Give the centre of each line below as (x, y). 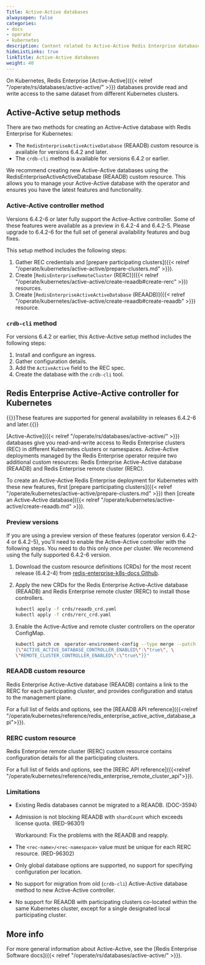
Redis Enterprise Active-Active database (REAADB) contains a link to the (97, 684)
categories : (21, 23)
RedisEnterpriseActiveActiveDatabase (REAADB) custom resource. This (96, 177)
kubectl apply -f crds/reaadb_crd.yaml (66, 609)
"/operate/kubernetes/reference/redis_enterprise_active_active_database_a (101, 715)
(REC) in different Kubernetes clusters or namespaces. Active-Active (92, 449)
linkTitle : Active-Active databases (53, 57)
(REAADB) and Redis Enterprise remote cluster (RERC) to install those (103, 591)
